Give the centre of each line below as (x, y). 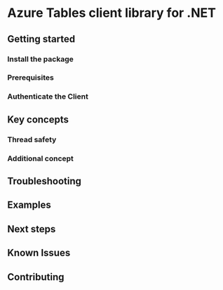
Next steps (32, 229)
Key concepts (38, 119)
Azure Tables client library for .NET (111, 13)
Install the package (40, 59)
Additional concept (40, 158)
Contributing (36, 277)
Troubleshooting (45, 181)
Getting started (41, 39)
